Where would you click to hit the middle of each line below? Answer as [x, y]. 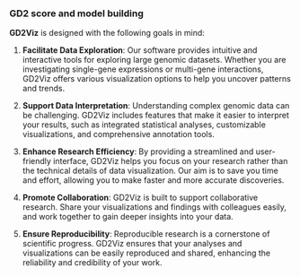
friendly [37, 161]
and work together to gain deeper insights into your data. [128, 217]
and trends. [44, 89]
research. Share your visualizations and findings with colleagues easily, [154, 207]
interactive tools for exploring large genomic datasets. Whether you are [154, 60]
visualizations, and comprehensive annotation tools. [119, 134]
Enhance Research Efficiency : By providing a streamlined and [138, 151]
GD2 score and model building [76, 13]
